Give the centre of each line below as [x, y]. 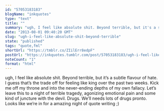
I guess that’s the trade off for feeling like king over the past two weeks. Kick [82, 83]
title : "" [15, 23]
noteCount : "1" [20, 59]
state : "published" [25, 41]
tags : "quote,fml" [24, 46]
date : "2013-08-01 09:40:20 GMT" [39, 32]
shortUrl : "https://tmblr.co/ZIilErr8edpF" [50, 50]
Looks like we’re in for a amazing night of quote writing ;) [62, 104]
